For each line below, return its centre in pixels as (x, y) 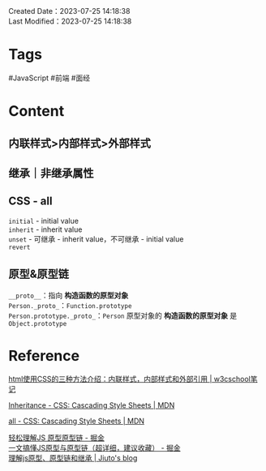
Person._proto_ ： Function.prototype (70, 305)
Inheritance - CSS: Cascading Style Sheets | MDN (92, 405)
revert (19, 247)
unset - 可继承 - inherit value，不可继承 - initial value (96, 239)
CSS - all (30, 201)
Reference (44, 355)
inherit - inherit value (45, 229)
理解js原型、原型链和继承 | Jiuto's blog (73, 458)
